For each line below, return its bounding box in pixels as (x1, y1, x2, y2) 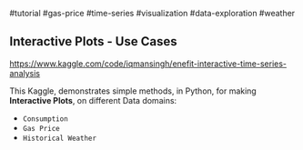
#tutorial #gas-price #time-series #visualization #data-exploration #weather (9, 8, 296, 18)
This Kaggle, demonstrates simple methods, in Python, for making (9, 85, 257, 96)
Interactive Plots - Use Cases (9, 34, 177, 49)
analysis (9, 67, 41, 78)
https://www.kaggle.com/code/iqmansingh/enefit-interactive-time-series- (9, 58, 288, 69)
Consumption (22, 114, 68, 124)
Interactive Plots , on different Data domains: (9, 95, 177, 105)
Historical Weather (22, 134, 97, 143)
